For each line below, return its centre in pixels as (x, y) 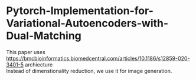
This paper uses (26, 52)
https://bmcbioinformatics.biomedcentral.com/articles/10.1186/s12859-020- (98, 58)
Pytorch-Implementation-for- (80, 11)
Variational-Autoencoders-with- (87, 23)
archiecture (39, 64)
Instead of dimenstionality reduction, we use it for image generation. (89, 71)
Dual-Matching (44, 36)
